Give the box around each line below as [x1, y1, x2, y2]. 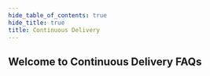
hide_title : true [8, 19, 65, 27]
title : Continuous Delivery [8, 26, 101, 34]
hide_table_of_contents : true [8, 11, 108, 20]
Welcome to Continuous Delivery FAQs [8, 55, 202, 68]
